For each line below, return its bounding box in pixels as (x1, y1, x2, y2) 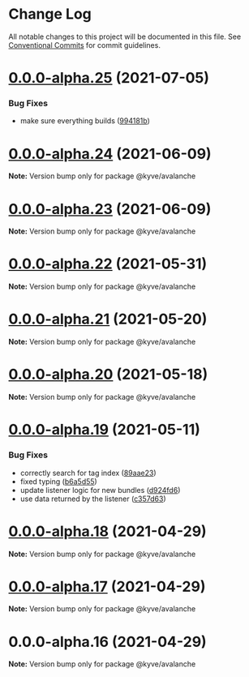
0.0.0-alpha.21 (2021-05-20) (8, 310, 208, 328)
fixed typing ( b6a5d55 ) (19, 476, 97, 486)
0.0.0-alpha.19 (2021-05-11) (8, 421, 201, 439)
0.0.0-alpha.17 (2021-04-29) (8, 577, 206, 596)
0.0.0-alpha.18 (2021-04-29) (8, 522, 207, 540)
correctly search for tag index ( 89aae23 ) (19, 468, 157, 478)
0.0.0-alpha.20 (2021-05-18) (8, 366, 208, 383)
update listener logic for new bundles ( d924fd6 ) (19, 485, 181, 495)
